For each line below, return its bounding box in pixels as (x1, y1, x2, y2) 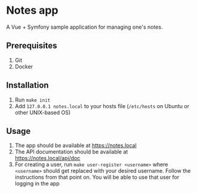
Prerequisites (6, 41, 57, 51)
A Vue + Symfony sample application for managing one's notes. (6, 23, 163, 30)
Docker (14, 63, 33, 70)
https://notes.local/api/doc (14, 155, 81, 162)
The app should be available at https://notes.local (14, 142, 137, 149)
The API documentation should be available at (14, 148, 128, 155)
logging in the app (14, 180, 60, 187)
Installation (6, 80, 49, 90)
